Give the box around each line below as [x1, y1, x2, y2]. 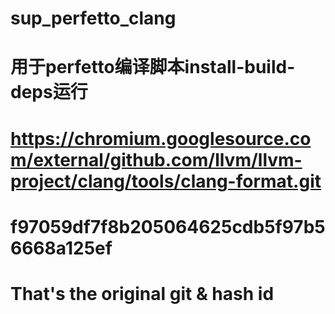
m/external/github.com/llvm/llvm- [10, 148, 303, 171]
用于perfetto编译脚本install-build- [10, 56, 296, 79]
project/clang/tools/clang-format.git [10, 170, 322, 192]
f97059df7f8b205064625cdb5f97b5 [10, 215, 326, 238]
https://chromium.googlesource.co [10, 127, 312, 150]
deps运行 [10, 81, 88, 104]
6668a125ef [10, 237, 113, 259]
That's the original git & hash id [10, 282, 275, 305]
